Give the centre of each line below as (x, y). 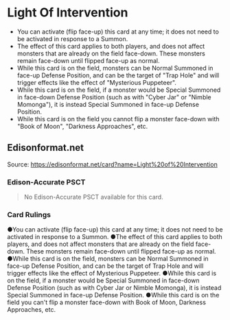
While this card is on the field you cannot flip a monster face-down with (118, 119)
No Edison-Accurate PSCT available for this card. (93, 197)
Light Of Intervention (68, 13)
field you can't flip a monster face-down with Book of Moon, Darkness (106, 302)
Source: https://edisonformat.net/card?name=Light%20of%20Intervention (112, 164)
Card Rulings (29, 214)
